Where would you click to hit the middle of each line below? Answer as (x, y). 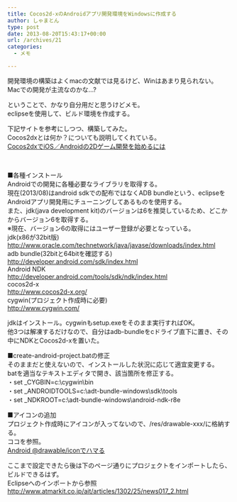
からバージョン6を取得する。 (50, 219)
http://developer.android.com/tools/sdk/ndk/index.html (88, 277)
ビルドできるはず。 (35, 474)
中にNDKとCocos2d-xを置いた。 (55, 340)
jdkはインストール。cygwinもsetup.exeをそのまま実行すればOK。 (103, 323)
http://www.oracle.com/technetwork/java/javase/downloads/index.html (111, 245)
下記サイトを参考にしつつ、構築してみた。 (69, 128)
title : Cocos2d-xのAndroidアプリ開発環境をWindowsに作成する (92, 14)
